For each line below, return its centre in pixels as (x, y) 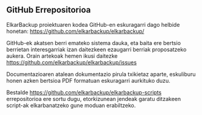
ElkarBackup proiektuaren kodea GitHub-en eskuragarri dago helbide (93, 24)
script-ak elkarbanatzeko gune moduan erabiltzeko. (71, 105)
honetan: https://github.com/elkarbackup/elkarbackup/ (75, 31)
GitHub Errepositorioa (49, 10)
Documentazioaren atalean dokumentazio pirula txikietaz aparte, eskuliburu (101, 74)
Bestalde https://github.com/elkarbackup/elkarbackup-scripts (84, 92)
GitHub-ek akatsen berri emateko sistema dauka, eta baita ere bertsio (94, 43)
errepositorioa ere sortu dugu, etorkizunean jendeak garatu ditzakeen (94, 99)
